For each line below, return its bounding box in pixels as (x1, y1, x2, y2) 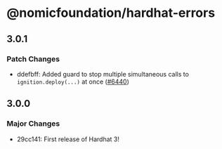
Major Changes (6, 119, 60, 129)
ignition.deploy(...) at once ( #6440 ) (16, 77, 129, 86)
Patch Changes (6, 54, 60, 64)
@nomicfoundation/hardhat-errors (6, 5, 216, 21)
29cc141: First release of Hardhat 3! (16, 135, 120, 143)
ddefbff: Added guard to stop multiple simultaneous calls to (16, 70, 189, 78)
